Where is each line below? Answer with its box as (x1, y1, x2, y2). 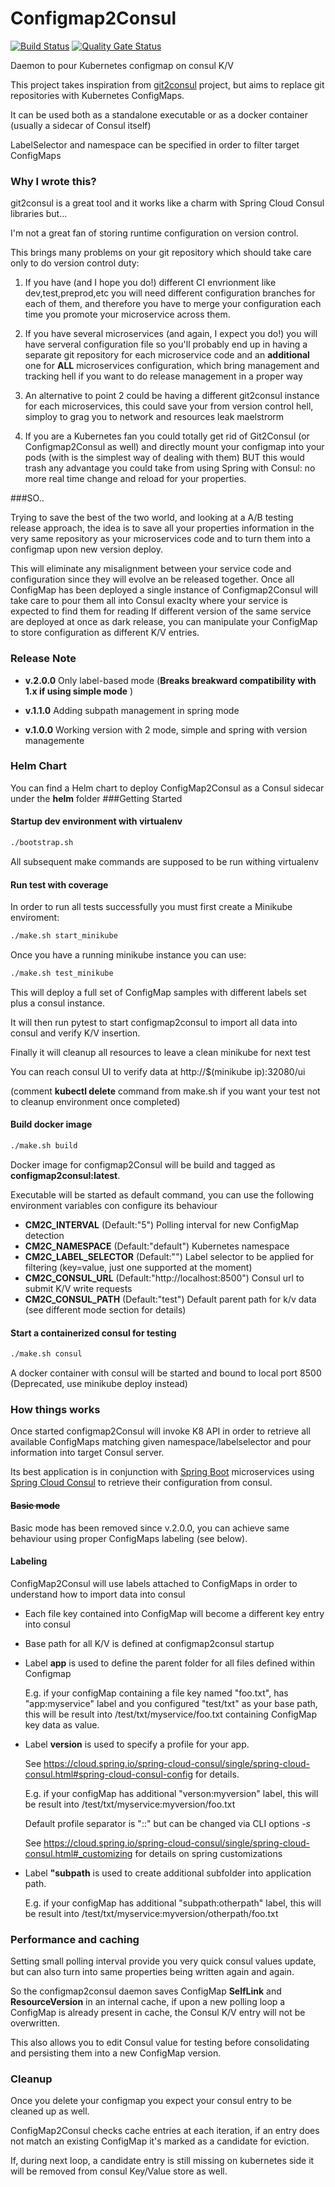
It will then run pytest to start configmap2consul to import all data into (10, 1016, 298, 1028)
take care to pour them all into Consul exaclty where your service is (10, 595, 288, 607)
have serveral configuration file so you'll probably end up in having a (24, 338, 308, 351)
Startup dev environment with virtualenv (10, 815, 183, 827)
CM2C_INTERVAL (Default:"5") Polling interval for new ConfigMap (24, 1218, 300, 1231)
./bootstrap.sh (10, 838, 74, 848)
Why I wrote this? (10, 174, 97, 188)
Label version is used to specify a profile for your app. (24, 1738, 250, 1750)
